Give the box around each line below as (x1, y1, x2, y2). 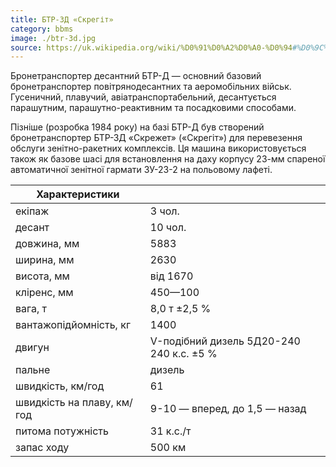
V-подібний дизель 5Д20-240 (149, 334, 301, 348)
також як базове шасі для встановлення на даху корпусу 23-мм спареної (10, 153, 326, 165)
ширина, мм (15, 253, 75, 267)
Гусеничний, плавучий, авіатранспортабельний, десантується (10, 91, 277, 103)
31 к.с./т (149, 424, 192, 438)
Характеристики (36, 187, 120, 201)
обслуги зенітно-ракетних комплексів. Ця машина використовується (10, 142, 307, 155)
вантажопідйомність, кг (15, 318, 131, 332)
